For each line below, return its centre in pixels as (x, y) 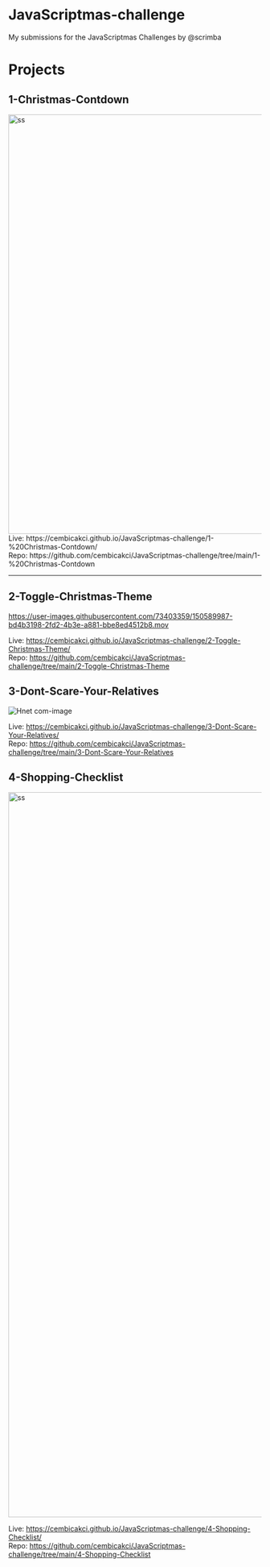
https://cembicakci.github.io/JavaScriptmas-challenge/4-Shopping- (138, 1529)
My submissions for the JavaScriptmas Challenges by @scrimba (115, 37)
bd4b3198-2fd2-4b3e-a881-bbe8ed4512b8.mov (88, 624)
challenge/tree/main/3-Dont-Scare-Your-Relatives (91, 752)
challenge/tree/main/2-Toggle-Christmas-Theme (89, 665)
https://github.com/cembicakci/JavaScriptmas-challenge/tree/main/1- (145, 555)
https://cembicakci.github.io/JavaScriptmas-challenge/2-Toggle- (133, 640)
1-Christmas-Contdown (69, 99)
